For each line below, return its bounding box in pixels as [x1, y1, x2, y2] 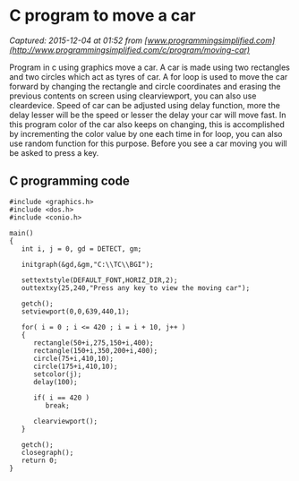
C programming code [9, 174, 130, 189]
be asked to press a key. [9, 147, 99, 158]
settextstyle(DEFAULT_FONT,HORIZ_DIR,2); [21, 275, 178, 285]
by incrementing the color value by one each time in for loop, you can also [9, 128, 283, 139]
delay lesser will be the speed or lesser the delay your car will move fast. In [9, 109, 286, 120]
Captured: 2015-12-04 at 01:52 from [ [9, 35, 148, 46]
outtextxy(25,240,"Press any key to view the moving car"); [21, 283, 251, 292]
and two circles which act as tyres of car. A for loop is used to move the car [9, 71, 288, 82]
